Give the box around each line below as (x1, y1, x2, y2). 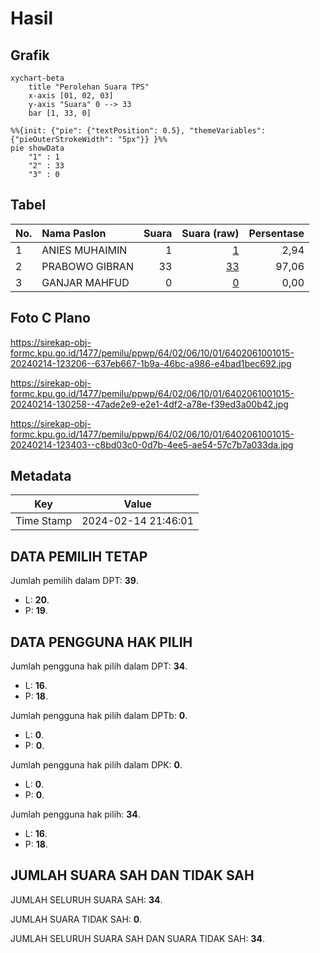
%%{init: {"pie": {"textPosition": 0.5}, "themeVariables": (10, 126, 267, 136)
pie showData (10, 143, 65, 153)
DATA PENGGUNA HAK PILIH (10, 633, 193, 651)
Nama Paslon (41, 226, 107, 240)
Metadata (10, 468, 72, 485)
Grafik (10, 47, 50, 64)
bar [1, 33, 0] (28, 108, 92, 118)
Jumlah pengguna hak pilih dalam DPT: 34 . (10, 660, 188, 672)
